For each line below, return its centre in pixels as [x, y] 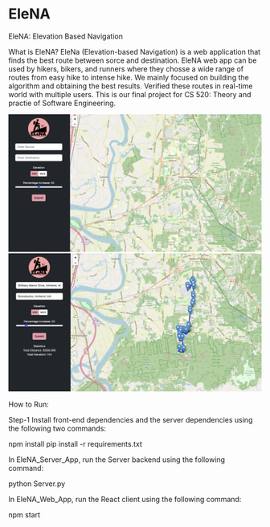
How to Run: [29, 404]
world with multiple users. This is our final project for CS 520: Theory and [130, 94]
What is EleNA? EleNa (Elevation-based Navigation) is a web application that [135, 51]
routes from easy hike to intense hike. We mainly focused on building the [129, 77]
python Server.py [37, 484]
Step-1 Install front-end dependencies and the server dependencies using [131, 420]
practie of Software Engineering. [62, 103]
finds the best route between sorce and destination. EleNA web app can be [133, 60]
